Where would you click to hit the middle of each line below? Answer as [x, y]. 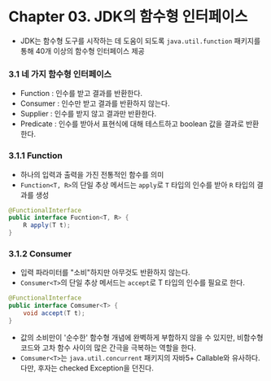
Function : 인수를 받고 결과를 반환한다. [81, 94]
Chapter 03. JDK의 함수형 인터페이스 [128, 17]
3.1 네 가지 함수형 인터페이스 [60, 74]
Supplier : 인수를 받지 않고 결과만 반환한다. [88, 114]
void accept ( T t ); [54, 313]
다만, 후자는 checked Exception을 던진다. [87, 368]
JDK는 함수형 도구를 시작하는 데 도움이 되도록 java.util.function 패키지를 [140, 41]
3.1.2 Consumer [40, 253]
